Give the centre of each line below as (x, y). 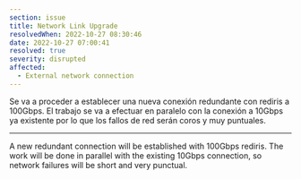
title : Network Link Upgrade (64, 26)
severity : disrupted (48, 59)
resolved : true (38, 51)
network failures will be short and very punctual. (99, 165)
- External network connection (76, 76)
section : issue (38, 17)
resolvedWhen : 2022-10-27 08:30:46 (76, 34)
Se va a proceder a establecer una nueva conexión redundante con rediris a (149, 101)
